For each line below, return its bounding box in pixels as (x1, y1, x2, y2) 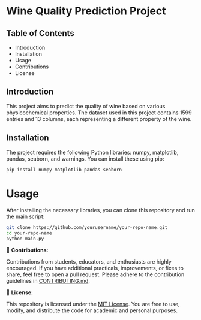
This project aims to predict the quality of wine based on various (6, 102, 166, 110)
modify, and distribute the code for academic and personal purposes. (6, 307, 178, 314)
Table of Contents (6, 28, 75, 38)
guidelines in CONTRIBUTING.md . (6, 277, 90, 285)
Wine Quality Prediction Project (6, 4, 166, 18)
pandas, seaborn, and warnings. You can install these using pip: (6, 155, 164, 162)
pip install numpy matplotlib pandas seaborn (6, 167, 122, 173)
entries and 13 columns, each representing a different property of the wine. (6, 115, 192, 122)
